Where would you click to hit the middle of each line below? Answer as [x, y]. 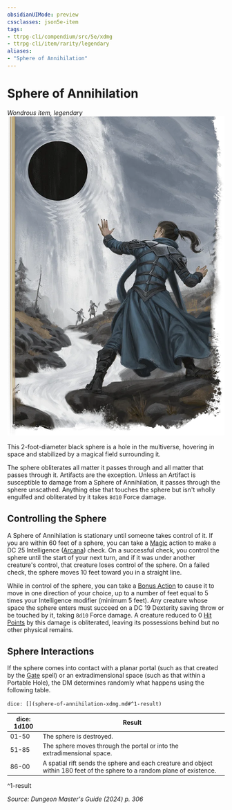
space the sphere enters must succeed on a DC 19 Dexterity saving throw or [116, 607]
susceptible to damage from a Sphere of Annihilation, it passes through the [114, 482]
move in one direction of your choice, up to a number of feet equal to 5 [108, 593]
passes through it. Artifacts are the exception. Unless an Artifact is [101, 475]
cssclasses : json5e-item [43, 22]
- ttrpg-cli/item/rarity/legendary [58, 44]
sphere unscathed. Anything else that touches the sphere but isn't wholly [111, 489]
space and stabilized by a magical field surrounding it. [84, 454]
